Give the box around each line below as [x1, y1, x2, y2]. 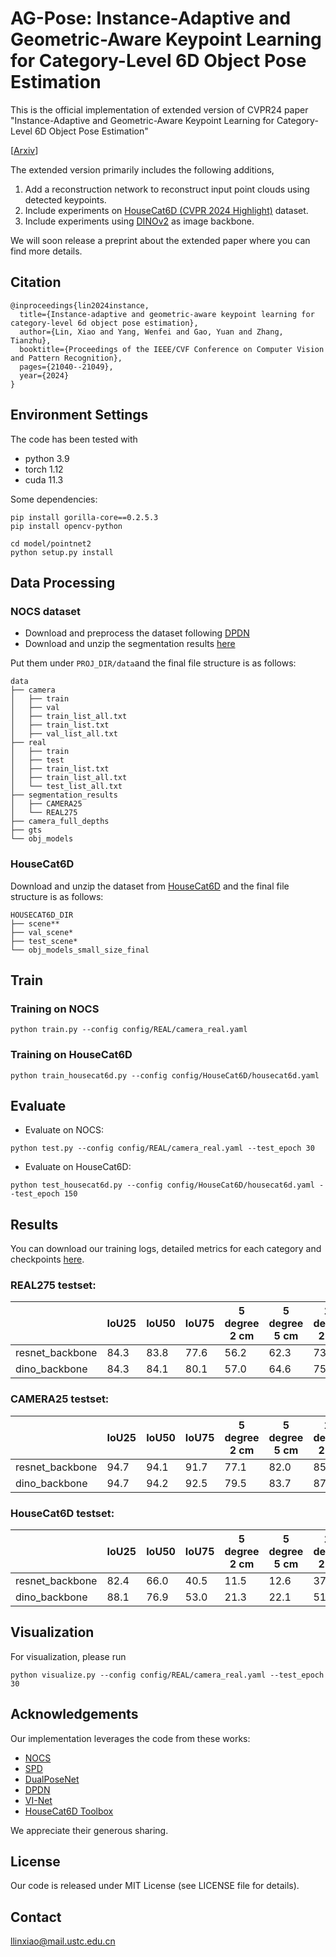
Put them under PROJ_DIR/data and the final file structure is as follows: [10, 657, 297, 669]
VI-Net [24, 1794, 53, 1806]
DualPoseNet [24, 1773, 80, 1785]
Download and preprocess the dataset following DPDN [24, 627, 250, 639]
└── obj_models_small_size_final [10, 945, 150, 955]
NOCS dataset [10, 604, 82, 618]
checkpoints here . [10, 1253, 85, 1266]
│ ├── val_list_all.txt [10, 729, 118, 739]
